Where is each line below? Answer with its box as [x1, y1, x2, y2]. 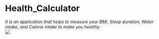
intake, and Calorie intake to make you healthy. [5, 24, 101, 29]
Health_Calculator [5, 3, 80, 14]
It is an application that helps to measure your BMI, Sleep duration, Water [5, 19, 154, 25]
